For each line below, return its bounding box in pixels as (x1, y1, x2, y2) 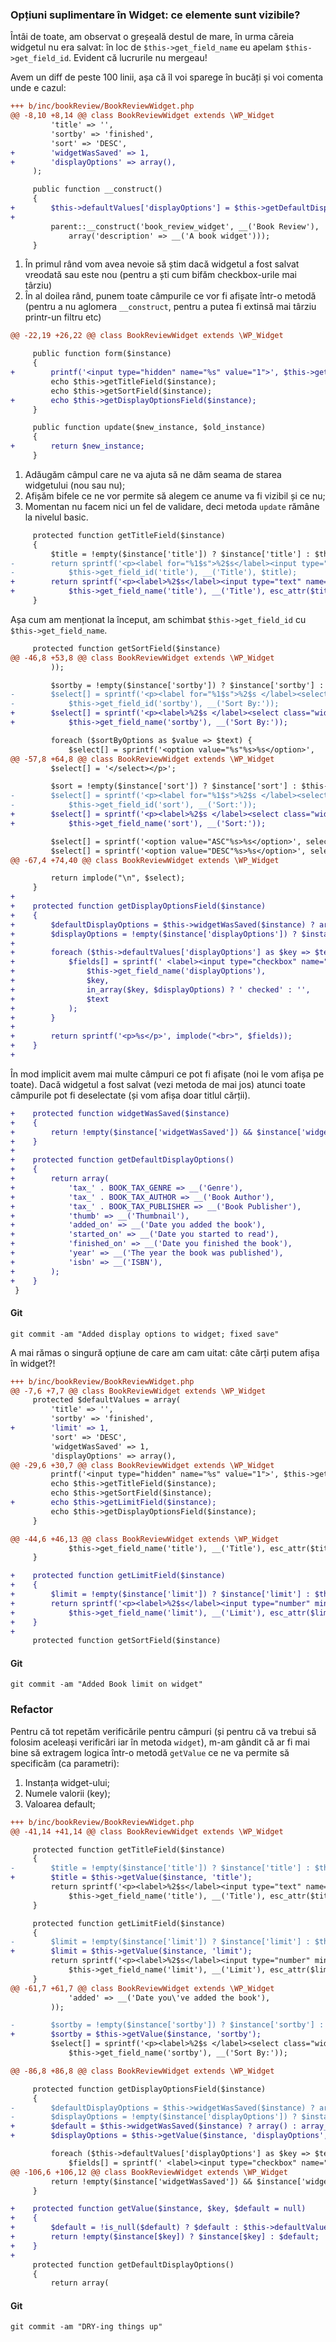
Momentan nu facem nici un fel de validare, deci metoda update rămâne (24, 500, 320, 512)
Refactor (10, 1703, 54, 1717)
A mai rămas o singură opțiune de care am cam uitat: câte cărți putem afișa (10, 1346, 320, 1358)
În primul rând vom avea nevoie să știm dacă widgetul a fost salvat (24, 258, 300, 270)
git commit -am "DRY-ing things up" (10, 2322, 163, 2332)
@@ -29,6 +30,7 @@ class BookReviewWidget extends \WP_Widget (10, 1460, 275, 1470)
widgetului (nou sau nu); (24, 479, 126, 491)
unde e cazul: (10, 82, 67, 94)
